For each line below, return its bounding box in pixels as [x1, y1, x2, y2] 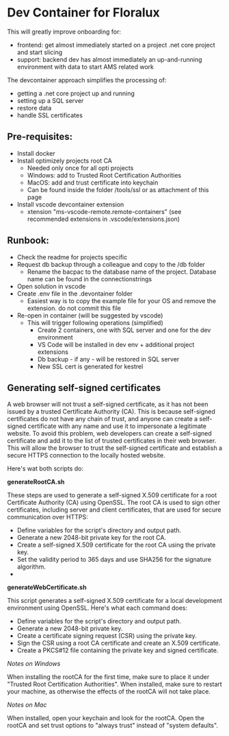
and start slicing [16, 48, 63, 56]
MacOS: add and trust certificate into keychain [27, 178, 159, 187]
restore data [16, 104, 52, 112]
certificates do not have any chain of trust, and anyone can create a [7, 415, 198, 423]
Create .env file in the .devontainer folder [16, 289, 133, 298]
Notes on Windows [7, 660, 61, 668]
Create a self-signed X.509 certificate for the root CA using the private [16, 541, 216, 549]
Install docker [16, 149, 56, 157]
